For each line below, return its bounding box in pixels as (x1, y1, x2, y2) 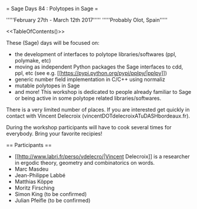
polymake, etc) (14, 57, 51, 64)
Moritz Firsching (14, 184, 55, 191)
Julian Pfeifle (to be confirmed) (14, 197, 91, 204)
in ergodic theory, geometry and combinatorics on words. (14, 159, 155, 166)
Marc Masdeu (14, 165, 49, 172)
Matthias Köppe (14, 178, 53, 185)
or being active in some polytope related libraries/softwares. (14, 94, 162, 102)
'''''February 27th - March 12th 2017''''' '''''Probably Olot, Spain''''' (6, 17, 168, 23)
